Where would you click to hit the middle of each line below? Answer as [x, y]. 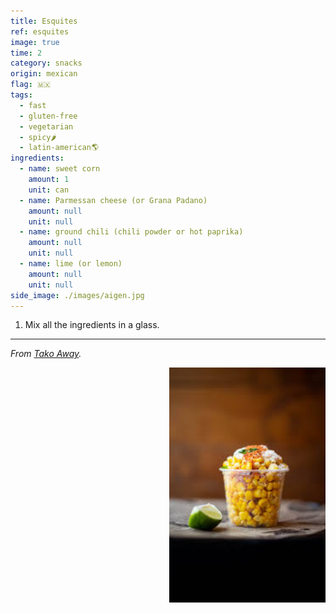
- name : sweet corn [60, 169]
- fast [33, 105]
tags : [21, 95]
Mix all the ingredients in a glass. [92, 325]
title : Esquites [44, 21]
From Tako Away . [46, 354]
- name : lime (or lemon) [71, 264]
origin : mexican [44, 74]
